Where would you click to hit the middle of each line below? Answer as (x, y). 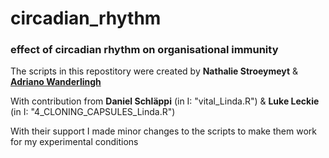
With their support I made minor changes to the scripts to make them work (163, 131)
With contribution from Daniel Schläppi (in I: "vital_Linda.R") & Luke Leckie (165, 101)
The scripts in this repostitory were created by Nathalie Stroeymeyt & (154, 71)
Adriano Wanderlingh (56, 82)
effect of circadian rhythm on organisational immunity (144, 50)
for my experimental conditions (74, 142)
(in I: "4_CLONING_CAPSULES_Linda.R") (93, 112)
